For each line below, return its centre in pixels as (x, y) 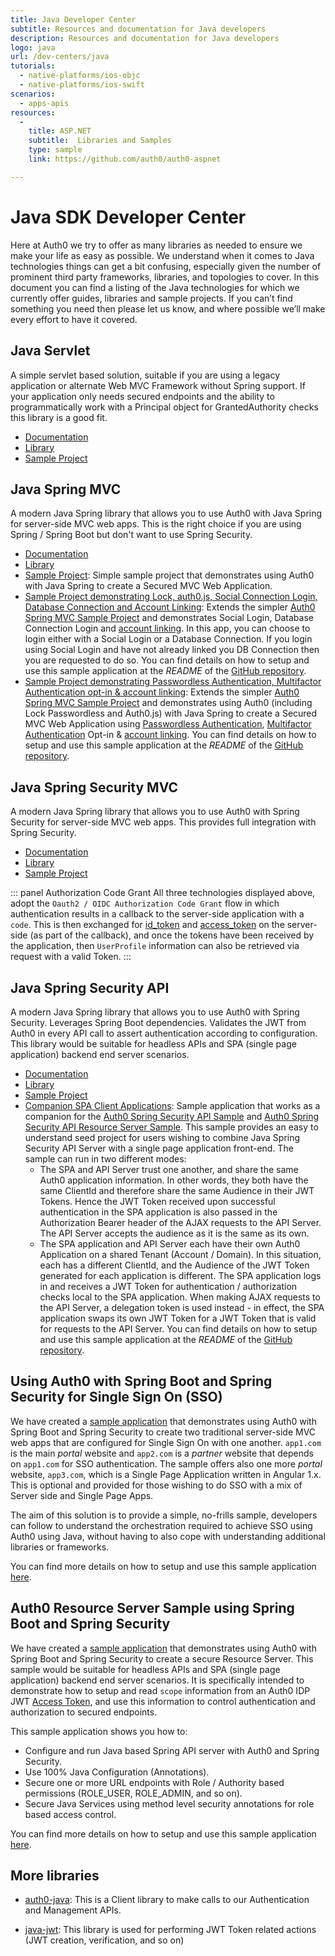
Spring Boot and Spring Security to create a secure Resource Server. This (162, 1658)
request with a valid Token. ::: (71, 957)
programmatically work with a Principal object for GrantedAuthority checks (164, 407)
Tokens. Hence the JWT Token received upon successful (157, 1201)
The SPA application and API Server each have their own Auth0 (170, 1243)
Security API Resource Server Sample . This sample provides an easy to (171, 1127)
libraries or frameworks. (60, 1547)
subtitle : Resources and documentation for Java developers (138, 29)
